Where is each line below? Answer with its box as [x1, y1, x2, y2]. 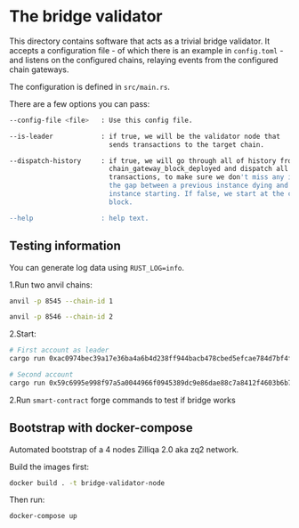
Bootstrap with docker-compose [9, 420, 193, 435]
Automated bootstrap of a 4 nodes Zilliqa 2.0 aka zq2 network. [9, 443, 239, 455]
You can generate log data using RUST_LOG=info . [9, 262, 185, 272]
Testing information [9, 239, 122, 254]
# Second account [9, 370, 74, 379]
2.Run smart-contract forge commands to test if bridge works [9, 394, 236, 405]
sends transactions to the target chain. [108, 140, 265, 149]
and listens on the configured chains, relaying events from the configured [9, 54, 279, 65]
